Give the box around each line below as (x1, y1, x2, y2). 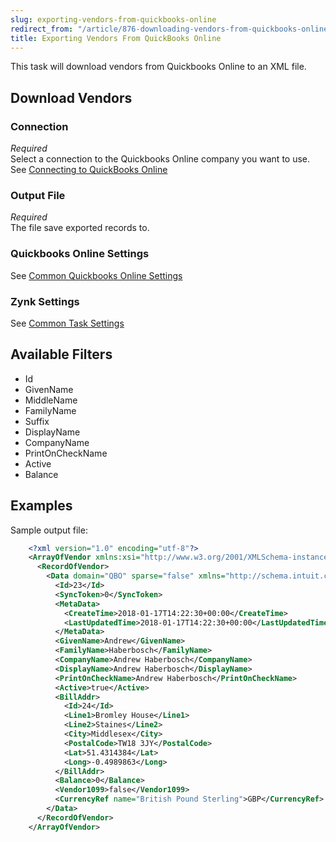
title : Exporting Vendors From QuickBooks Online (10, 33, 222, 43)
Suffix (24, 415, 50, 427)
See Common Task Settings (10, 317, 125, 329)
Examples (10, 497, 73, 515)
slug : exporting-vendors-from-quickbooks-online (10, 14, 217, 25)
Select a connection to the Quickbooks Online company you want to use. (10, 153, 311, 165)
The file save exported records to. (10, 222, 150, 234)
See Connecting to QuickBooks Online (10, 164, 168, 176)
